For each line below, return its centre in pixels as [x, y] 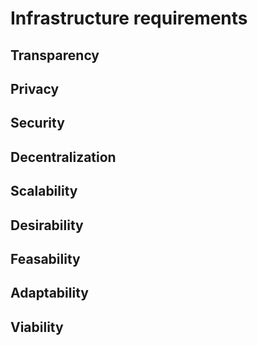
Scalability [44, 191]
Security [37, 123]
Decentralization [63, 157]
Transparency [55, 55]
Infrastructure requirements [129, 18]
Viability [37, 327]
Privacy [35, 88]
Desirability [47, 225]
